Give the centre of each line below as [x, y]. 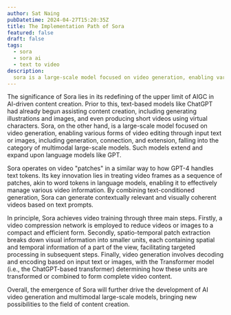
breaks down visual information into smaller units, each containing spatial [111, 240]
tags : [15, 45]
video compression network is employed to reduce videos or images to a [110, 225]
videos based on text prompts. [51, 205]
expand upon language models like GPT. [64, 155]
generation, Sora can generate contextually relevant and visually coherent [112, 198]
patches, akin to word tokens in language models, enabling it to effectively [112, 183]
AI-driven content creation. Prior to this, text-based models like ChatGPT [110, 104]
